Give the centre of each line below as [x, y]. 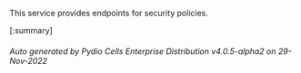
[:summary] [31, 30]
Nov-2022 [29, 60]
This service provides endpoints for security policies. [109, 13]
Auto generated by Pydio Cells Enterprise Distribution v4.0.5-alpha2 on [143, 51]
